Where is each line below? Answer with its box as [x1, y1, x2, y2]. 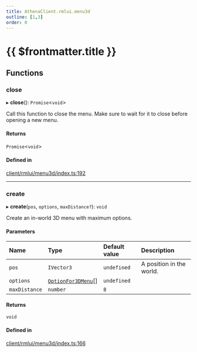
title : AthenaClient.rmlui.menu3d [6, 8, 91, 15]
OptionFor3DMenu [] [47, 277, 98, 285]
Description [141, 246, 175, 255]
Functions [6, 68, 44, 78]
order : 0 [6, 19, 28, 25]
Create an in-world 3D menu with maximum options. [6, 214, 133, 221]
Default [103, 243, 125, 251]
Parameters [6, 228, 35, 235]
